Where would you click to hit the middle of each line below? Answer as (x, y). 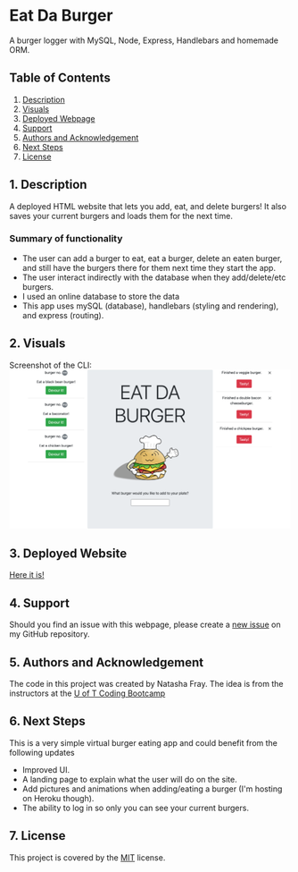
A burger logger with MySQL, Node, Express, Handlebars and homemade (144, 40)
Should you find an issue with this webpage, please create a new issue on (145, 625)
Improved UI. (46, 769)
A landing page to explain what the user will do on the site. (130, 779)
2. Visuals (37, 344)
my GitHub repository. (50, 634)
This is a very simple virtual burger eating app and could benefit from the (144, 742)
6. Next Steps (48, 721)
